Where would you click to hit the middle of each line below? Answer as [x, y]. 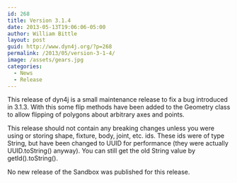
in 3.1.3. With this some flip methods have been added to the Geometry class [119, 107]
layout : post [27, 40]
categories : [25, 66]
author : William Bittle [42, 34]
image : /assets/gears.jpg [45, 60]
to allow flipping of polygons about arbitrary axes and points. [96, 114]
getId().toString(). [33, 158]
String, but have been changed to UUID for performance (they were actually [118, 143]
